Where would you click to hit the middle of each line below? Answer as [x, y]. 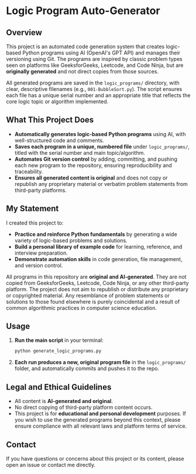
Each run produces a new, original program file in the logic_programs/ [100, 363]
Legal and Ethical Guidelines [59, 387]
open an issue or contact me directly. [51, 465]
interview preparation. [41, 253]
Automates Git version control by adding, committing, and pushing [96, 159]
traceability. [29, 171]
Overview [24, 33]
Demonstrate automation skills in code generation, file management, [98, 259]
